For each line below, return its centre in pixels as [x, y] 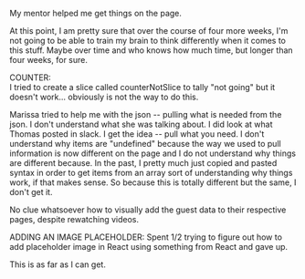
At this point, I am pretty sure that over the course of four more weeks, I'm [149, 31]
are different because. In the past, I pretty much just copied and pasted [143, 163]
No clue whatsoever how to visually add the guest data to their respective [148, 210]
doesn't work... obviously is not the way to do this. [104, 97]
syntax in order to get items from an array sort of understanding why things [151, 173]
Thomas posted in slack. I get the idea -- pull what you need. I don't [137, 134]
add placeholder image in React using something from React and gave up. [149, 247]
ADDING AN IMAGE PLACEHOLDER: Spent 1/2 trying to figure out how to [146, 237]
